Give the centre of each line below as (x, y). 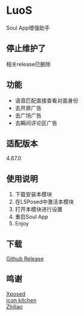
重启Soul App (31, 217)
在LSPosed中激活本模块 (44, 202)
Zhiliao (14, 306)
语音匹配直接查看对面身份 (46, 100)
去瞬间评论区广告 (36, 123)
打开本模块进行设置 (39, 209)
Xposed (16, 294)
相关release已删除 (28, 64)
